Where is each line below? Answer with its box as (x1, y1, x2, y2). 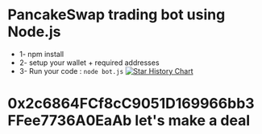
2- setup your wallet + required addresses (19, 58, 160, 67)
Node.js (7, 22, 61, 41)
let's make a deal (135, 112, 251, 130)
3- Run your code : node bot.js (19, 66, 124, 75)
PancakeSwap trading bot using (7, 6, 226, 24)
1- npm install (19, 49, 64, 59)
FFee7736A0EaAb (7, 112, 132, 130)
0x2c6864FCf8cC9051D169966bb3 (7, 95, 255, 113)
